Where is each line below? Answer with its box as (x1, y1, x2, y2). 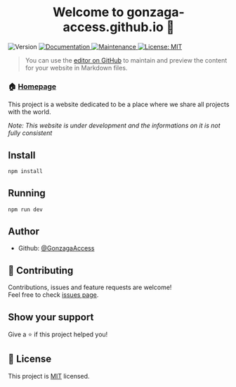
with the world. (8, 108, 51, 116)
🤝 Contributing (8, 265, 74, 277)
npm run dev (8, 205, 43, 213)
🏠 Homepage (8, 82, 57, 91)
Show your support (8, 311, 94, 323)
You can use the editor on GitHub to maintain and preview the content (25, 56, 228, 64)
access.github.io (63, 19, 164, 35)
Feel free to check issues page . (8, 291, 99, 299)
